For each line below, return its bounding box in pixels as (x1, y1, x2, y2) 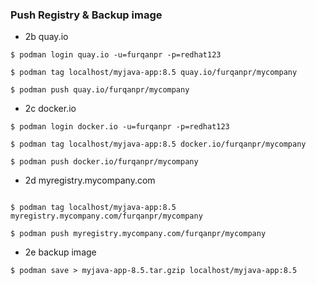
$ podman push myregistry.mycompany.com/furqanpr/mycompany (10, 229, 267, 239)
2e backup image (24, 246, 97, 258)
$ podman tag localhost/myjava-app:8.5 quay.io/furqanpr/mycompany (10, 68, 298, 78)
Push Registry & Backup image (10, 8, 163, 22)
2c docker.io (24, 103, 77, 115)
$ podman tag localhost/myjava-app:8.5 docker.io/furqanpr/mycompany (10, 139, 307, 150)
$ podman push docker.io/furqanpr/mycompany (10, 157, 199, 167)
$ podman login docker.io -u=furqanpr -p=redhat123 (10, 122, 230, 132)
